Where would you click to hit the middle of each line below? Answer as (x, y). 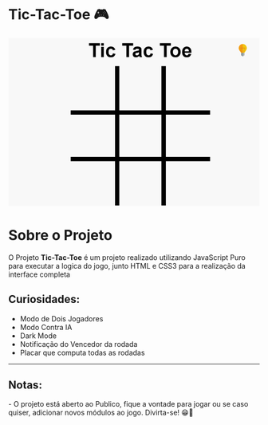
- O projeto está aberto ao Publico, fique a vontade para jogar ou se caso (128, 404)
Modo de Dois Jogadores (61, 318)
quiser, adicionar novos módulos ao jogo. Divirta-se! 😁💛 (101, 413)
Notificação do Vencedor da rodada (79, 344)
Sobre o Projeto (61, 235)
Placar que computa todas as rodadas (82, 352)
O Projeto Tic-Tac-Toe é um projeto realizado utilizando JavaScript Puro (127, 257)
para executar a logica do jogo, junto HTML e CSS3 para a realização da (127, 266)
